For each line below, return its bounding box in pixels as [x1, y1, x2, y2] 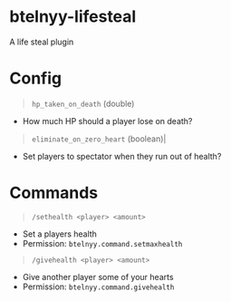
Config [9, 68, 62, 89]
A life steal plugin [9, 36, 74, 47]
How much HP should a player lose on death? [22, 115, 193, 126]
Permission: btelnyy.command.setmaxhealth [22, 238, 183, 248]
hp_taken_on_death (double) [31, 98, 135, 109]
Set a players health [22, 228, 98, 239]
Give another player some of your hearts [22, 271, 174, 282]
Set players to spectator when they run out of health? [22, 150, 222, 161]
